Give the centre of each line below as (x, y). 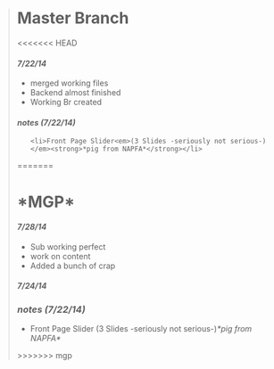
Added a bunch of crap (73, 266)
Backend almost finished (75, 93)
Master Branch (73, 18)
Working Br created (66, 102)
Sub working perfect (68, 246)
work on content (60, 256)
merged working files (69, 83)
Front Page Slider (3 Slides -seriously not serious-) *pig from (141, 329)
